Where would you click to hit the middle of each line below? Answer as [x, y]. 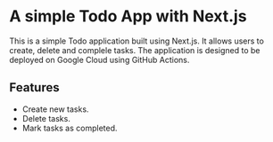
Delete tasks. [46, 118]
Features [34, 87]
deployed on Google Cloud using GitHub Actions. [99, 59]
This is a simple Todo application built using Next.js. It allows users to [137, 41]
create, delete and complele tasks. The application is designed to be [135, 50]
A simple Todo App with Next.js [128, 16]
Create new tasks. [55, 109]
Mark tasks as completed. [70, 128]
